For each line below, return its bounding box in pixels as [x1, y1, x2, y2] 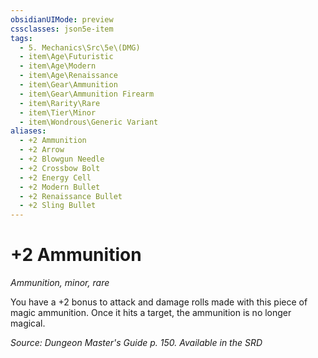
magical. [10, 317, 46, 330]
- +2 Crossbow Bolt [19, 163, 101, 173]
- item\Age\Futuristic [19, 52, 114, 62]
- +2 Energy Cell [19, 172, 92, 183]
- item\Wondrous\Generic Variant [19, 117, 159, 127]
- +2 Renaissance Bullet [19, 191, 123, 201]
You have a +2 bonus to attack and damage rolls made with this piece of [10, 296, 308, 308]
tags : [10, 33, 33, 43]
